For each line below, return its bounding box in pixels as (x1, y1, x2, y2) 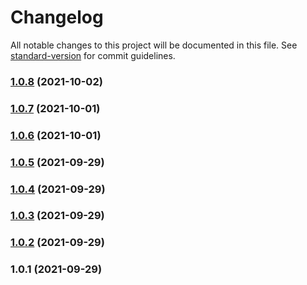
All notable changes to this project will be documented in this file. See (10, 39, 298, 51)
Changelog (10, 6, 104, 29)
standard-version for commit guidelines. (10, 49, 176, 61)
